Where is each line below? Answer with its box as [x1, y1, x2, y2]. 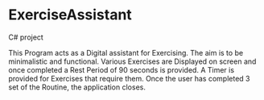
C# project [8, 32, 44, 42]
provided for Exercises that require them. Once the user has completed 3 [8, 73, 250, 83]
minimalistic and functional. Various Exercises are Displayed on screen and [8, 56, 257, 66]
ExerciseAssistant [8, 6, 133, 24]
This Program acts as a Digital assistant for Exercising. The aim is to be [8, 48, 244, 57]
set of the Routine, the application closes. [8, 82, 146, 92]
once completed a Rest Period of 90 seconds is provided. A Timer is [8, 65, 235, 74]
